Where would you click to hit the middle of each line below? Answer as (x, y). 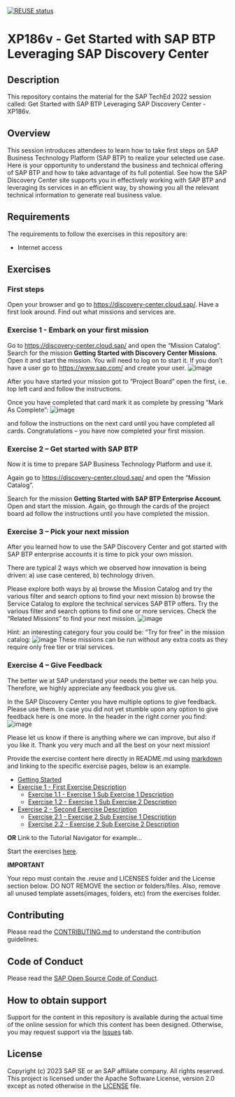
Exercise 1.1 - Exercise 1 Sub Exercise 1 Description (101, 794)
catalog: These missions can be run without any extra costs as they (117, 640)
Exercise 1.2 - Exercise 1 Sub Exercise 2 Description (102, 802)
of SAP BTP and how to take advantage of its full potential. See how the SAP (117, 172)
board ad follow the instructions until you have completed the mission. (108, 513)
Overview (29, 133)
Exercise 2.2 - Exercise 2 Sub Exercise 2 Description (104, 824)
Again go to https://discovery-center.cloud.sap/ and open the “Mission (109, 477)
